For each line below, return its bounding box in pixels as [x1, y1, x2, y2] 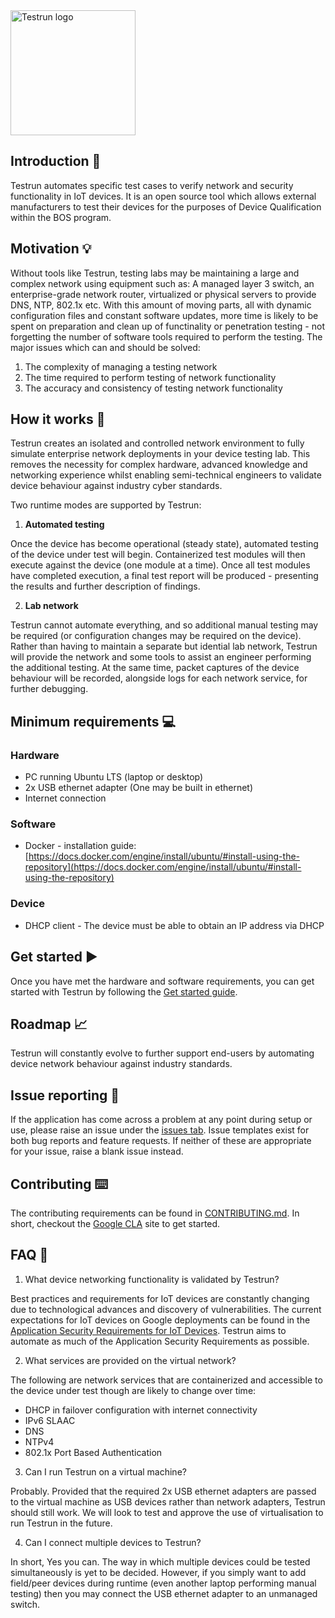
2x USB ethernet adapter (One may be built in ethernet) [24, 782, 254, 794]
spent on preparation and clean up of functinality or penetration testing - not [10, 320, 325, 332]
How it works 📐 [10, 411, 106, 428]
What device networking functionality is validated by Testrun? [24, 1273, 280, 1285]
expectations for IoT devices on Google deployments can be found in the [10, 1314, 311, 1326]
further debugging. [10, 683, 89, 695]
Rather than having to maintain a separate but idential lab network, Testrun [10, 640, 318, 653]
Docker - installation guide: [24, 840, 137, 852]
